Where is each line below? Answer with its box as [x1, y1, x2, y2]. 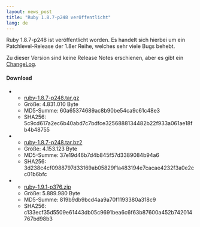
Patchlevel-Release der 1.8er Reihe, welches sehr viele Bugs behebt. [6, 43, 175, 50]
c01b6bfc [23, 170, 47, 177]
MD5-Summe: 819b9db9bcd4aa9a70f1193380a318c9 [23, 196, 156, 203]
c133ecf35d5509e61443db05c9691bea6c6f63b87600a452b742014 [23, 208, 193, 216]
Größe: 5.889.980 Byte [23, 189, 81, 196]
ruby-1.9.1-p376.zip [23, 183, 71, 190]
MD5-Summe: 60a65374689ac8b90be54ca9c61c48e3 [23, 107, 160, 114]
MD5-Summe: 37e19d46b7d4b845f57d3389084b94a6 [23, 151, 160, 159]
